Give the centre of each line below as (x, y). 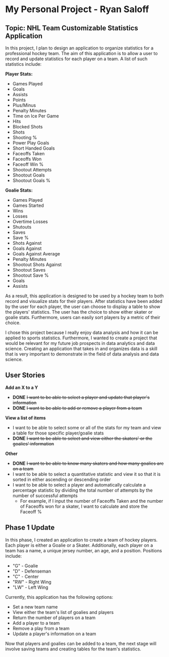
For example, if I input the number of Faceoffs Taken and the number (92, 501)
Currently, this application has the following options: (59, 597)
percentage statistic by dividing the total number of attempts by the (82, 490)
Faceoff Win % (28, 164)
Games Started (28, 205)
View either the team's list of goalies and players (63, 612)
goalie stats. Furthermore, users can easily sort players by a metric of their (83, 317)
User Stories (25, 375)
